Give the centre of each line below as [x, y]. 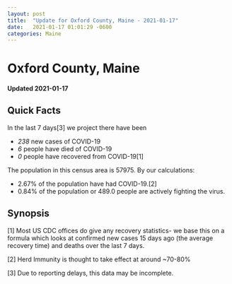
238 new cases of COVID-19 [59, 141]
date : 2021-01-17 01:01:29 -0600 [60, 27]
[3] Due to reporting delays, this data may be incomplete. [91, 273]
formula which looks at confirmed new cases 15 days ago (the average [110, 238]
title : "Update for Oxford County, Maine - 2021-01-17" [93, 20]
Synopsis [28, 214]
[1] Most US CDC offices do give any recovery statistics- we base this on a [116, 230]
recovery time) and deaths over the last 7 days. [76, 245]
